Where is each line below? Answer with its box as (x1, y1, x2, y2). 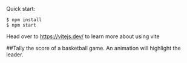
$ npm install (6, 17, 42, 23)
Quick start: (6, 5, 35, 12)
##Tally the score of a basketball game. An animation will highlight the (6, 45, 182, 51)
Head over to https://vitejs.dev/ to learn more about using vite (6, 33, 160, 40)
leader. (6, 51, 24, 58)
